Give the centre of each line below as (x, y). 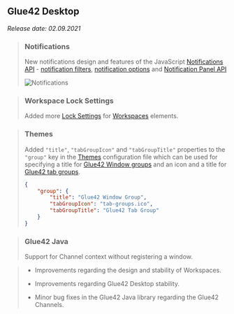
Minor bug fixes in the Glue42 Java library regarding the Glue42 (126, 297)
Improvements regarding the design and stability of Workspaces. (128, 270)
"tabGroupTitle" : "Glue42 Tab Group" (104, 210)
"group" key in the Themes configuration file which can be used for (121, 157)
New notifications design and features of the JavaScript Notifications (124, 62)
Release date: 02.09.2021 (44, 28)
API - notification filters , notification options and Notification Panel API (125, 69)
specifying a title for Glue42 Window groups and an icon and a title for (125, 164)
